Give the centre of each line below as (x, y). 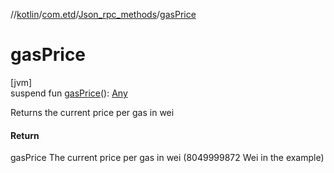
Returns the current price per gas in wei (92, 112)
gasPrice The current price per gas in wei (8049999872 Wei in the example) (167, 158)
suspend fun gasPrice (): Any (69, 93)
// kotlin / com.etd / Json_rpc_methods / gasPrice (103, 14)
